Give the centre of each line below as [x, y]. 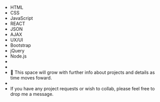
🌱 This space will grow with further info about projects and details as [82, 72]
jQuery [17, 51]
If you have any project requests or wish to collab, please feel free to [82, 88]
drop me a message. [32, 94]
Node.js [18, 56]
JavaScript [21, 18]
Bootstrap [20, 45]
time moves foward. [31, 78]
